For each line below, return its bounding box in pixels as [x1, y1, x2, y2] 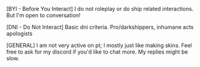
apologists [6, 30, 32, 37]
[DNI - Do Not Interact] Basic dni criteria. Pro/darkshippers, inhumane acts [6, 24, 194, 30]
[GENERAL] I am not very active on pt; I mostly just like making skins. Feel [6, 42, 192, 49]
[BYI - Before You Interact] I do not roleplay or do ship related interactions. [6, 5, 194, 12]
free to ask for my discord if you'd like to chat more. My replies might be [6, 48, 188, 55]
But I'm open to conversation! [6, 12, 81, 19]
